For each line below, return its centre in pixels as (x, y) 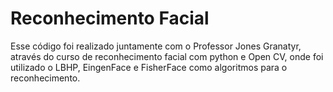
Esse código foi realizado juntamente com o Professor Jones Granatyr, (156, 46)
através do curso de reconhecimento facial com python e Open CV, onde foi (167, 56)
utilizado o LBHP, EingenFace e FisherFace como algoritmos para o (149, 67)
